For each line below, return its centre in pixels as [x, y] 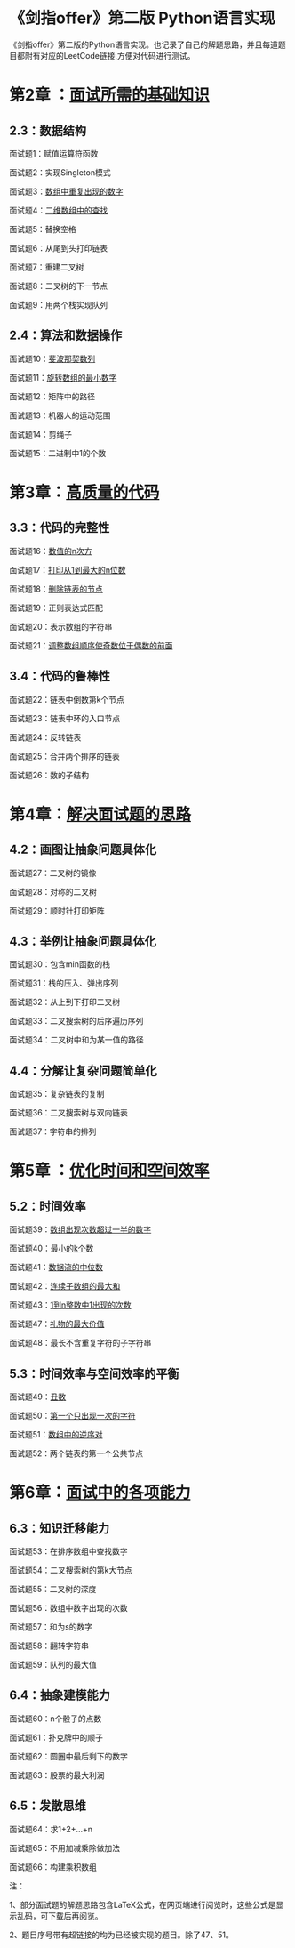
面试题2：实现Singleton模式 [60, 172]
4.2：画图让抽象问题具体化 [83, 850]
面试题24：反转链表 [45, 737]
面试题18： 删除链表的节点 [56, 589]
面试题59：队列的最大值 [53, 1665]
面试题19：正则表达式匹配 [56, 608]
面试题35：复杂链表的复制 [57, 1094]
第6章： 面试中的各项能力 [100, 1493]
